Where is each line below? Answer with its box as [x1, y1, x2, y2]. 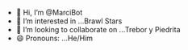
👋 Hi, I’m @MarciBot [15, 8, 83, 17]
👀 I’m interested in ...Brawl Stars [15, 16, 123, 26]
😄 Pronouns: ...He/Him [15, 33, 94, 43]
